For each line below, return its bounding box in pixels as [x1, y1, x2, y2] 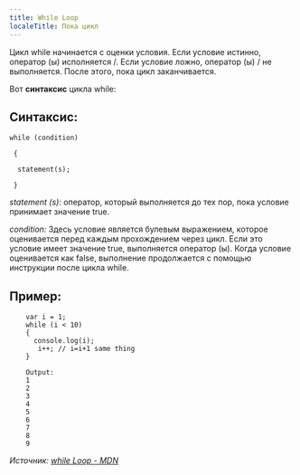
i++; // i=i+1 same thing [37, 345, 136, 354]
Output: [25, 368, 54, 377]
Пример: [9, 289, 61, 304]
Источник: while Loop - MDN [9, 455, 119, 466]
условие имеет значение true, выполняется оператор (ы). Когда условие [9, 243, 292, 254]
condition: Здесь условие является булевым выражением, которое [9, 223, 268, 235]
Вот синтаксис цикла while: [9, 83, 117, 94]
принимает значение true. [9, 206, 110, 217]
